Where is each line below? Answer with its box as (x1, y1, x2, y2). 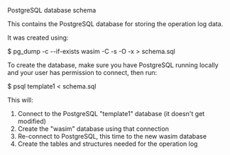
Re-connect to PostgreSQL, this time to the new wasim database (17, 132, 207, 140)
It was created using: (7, 33, 69, 42)
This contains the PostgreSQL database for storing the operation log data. (7, 20, 224, 28)
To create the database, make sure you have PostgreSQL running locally (7, 61, 219, 69)
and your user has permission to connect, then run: (7, 69, 158, 76)
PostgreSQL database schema (7, 6, 97, 14)
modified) (17, 117, 46, 125)
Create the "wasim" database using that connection (17, 125, 169, 133)
